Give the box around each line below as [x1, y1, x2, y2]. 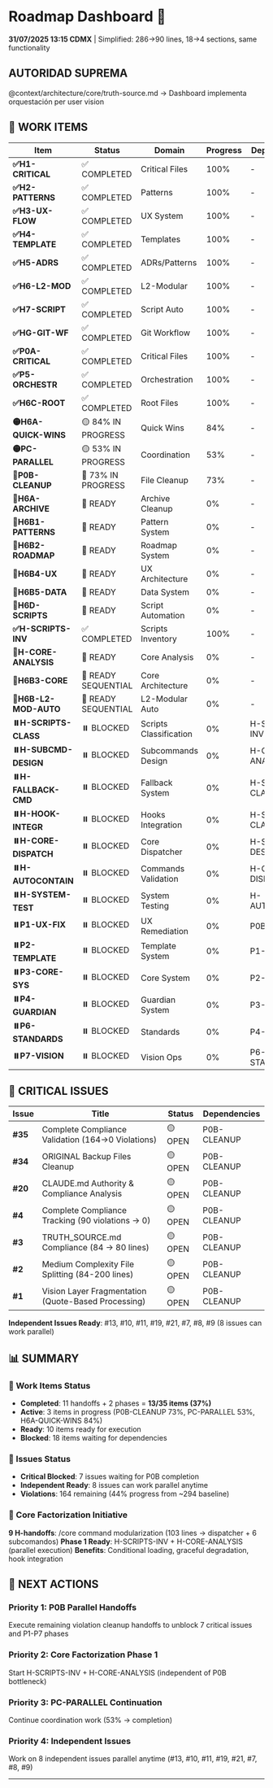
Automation [141, 609, 185, 621]
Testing [141, 901, 169, 912]
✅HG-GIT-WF [12, 327, 69, 338]
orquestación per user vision [8, 97, 105, 107]
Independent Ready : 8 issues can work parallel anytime [19, 1481, 209, 1490]
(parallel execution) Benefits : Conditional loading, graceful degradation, [8, 1545, 249, 1555]
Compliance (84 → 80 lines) [41, 1241, 150, 1253]
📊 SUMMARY [8, 1351, 80, 1365]
